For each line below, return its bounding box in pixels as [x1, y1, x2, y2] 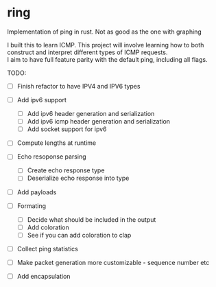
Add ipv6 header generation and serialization [27, 110, 155, 118]
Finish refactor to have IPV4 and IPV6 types [16, 82, 141, 90]
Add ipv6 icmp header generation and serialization [27, 117, 170, 126]
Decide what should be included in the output [27, 215, 156, 224]
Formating [16, 201, 47, 210]
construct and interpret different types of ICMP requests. [7, 48, 168, 56]
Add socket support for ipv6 [27, 125, 107, 133]
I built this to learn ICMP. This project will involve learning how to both [7, 41, 204, 49]
